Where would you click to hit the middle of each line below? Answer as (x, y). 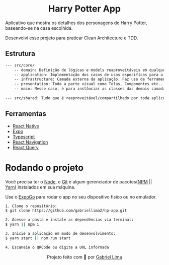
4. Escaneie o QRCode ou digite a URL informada (57, 247)
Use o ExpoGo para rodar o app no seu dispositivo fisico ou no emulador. (81, 196)
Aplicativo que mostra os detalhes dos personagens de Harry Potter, (76, 23)
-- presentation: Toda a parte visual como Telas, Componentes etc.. (89, 84)
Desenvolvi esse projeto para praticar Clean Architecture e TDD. (72, 38)
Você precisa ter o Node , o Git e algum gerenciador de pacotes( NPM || (79, 181)
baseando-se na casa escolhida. (39, 28)
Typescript (24, 137)
